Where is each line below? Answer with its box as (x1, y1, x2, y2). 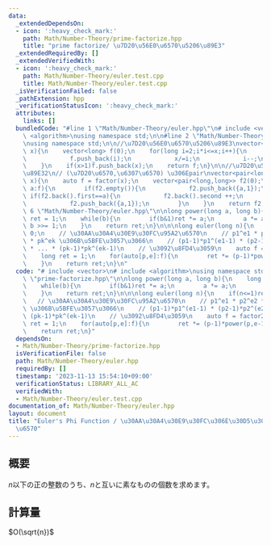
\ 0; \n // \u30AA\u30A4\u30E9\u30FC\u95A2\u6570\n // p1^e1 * (23, 229, 258, 238)
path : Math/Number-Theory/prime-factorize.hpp (23, 34, 182, 43)
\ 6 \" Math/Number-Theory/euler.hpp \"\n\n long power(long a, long (23, 207, 251, 215)
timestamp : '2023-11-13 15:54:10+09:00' (15, 372, 153, 380)
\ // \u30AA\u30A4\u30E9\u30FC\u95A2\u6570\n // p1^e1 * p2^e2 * (23, 297, 265, 305)
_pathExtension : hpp (15, 94, 85, 103)
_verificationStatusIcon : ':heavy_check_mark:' (15, 102, 179, 110)
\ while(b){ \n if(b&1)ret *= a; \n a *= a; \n (23, 282, 236, 291)
